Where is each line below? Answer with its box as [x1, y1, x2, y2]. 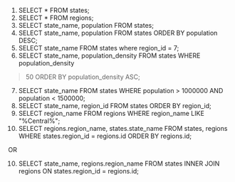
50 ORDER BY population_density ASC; [25, 73, 141, 81]
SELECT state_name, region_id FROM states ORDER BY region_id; [18, 102, 212, 109]
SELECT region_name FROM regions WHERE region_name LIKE [18, 109, 205, 117]
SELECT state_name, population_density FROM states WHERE [18, 51, 201, 60]
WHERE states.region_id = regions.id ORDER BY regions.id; [18, 132, 192, 140]
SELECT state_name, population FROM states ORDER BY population [18, 28, 218, 37]
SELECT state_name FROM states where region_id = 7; [18, 44, 179, 52]
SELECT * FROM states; [18, 6, 90, 14]
